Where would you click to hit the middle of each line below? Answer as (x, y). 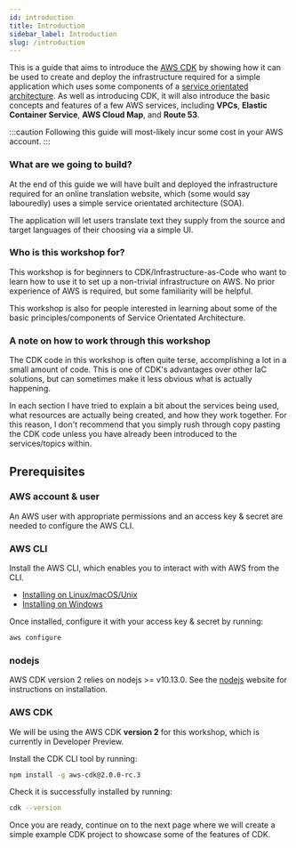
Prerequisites (47, 471)
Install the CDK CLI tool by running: (73, 758)
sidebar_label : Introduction (63, 34)
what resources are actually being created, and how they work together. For (148, 416)
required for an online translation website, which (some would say (130, 193)
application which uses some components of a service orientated (129, 86)
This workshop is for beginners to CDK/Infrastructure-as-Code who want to (148, 271)
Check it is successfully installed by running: (91, 792)
